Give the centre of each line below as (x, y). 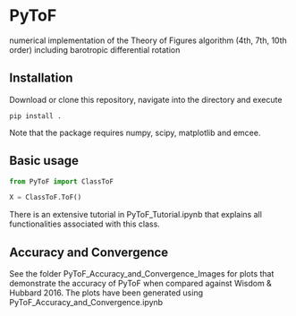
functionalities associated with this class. (85, 224)
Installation (41, 78)
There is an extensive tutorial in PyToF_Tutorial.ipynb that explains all (135, 215)
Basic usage (44, 161)
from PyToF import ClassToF (62, 181)
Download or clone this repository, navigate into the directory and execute (146, 99)
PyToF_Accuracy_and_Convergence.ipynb (86, 303)
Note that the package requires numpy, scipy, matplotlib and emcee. (135, 132)
